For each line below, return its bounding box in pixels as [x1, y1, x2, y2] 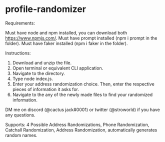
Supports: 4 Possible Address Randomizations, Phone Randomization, [5, 121, 149, 127]
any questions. [5, 111, 36, 118]
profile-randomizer [5, 3, 86, 15]
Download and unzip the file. [12, 59, 72, 65]
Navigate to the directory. [12, 70, 65, 76]
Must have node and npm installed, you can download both [5, 29, 127, 35]
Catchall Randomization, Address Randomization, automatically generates [5, 126, 157, 133]
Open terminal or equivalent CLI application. [12, 65, 103, 71]
